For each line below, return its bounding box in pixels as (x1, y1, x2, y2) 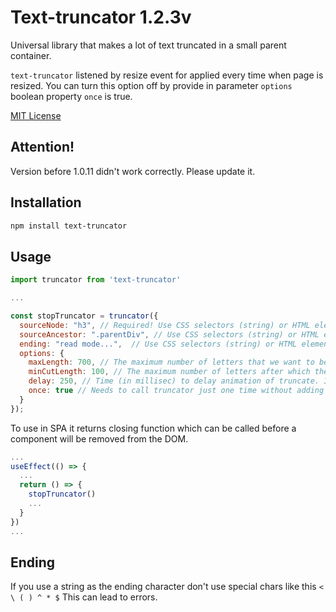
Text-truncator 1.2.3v (10, 6, 192, 29)
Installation (10, 194, 82, 211)
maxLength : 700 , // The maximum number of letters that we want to (28, 357, 315, 368)
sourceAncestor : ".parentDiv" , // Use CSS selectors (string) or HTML (19, 329, 320, 340)
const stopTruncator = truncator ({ (10, 311, 159, 321)
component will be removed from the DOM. (10, 432, 189, 445)
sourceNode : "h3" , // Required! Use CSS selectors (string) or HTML (19, 320, 311, 330)
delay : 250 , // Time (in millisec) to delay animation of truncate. (28, 376, 320, 386)
